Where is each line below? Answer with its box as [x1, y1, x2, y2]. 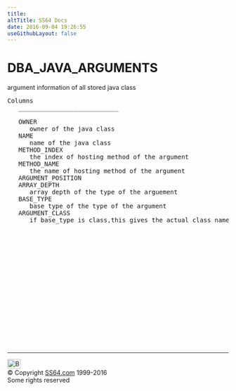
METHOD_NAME [18, 160, 60, 168]
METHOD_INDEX [18, 146, 63, 154]
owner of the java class [29, 125, 115, 133]
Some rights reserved [7, 376, 70, 385]
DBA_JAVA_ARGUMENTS [7, 60, 158, 76]
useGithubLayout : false [7, 29, 77, 37]
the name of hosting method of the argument [29, 167, 185, 175]
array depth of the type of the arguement [29, 188, 178, 197]
